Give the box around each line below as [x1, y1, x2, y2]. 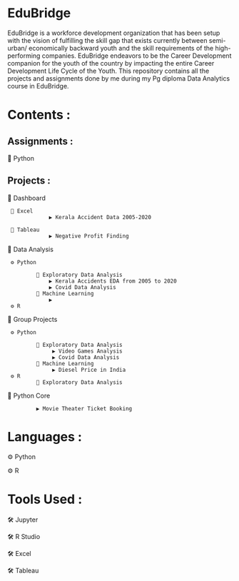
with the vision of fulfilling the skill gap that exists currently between [7, 36, 208, 44]
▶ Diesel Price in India [52, 366, 126, 373]
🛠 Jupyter [7, 515, 39, 524]
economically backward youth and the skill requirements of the [28, 44, 214, 52]
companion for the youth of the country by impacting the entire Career [7, 59, 215, 67]
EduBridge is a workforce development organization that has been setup [7, 29, 220, 37]
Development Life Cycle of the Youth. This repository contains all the [7, 66, 210, 75]
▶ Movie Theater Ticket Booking [36, 405, 133, 412]
